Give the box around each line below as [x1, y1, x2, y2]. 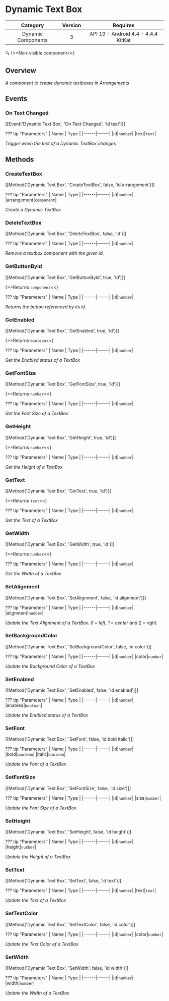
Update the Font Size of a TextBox [5, 805, 76, 811]
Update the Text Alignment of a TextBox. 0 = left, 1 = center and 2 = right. [5, 620, 158, 626]
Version [62, 22, 81, 29]
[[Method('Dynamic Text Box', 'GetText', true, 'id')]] [5, 488, 112, 494]
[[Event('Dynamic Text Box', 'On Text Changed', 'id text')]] [5, 121, 126, 127]
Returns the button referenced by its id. [5, 304, 87, 310]
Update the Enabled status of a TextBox [5, 712, 89, 718]
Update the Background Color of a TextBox [5, 663, 95, 669]
